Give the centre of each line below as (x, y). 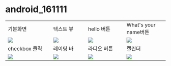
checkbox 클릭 (25, 48)
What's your (141, 25)
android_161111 (36, 9)
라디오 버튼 (101, 48)
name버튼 (138, 32)
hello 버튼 (99, 29)
